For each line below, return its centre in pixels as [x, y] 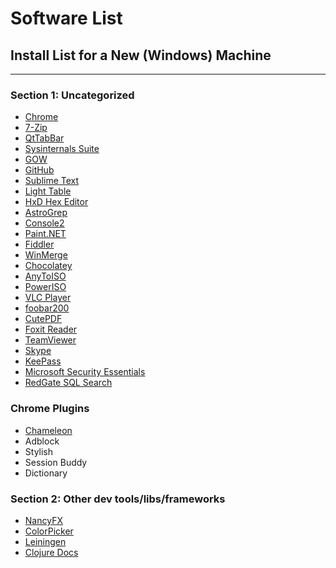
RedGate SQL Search [68, 383]
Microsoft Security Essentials [85, 372]
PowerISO [45, 287]
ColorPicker [49, 531]
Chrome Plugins [50, 409]
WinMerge [46, 255]
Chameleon [48, 430]
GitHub [39, 170]
